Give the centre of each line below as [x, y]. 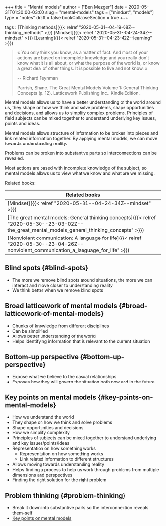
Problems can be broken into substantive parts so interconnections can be [81, 153]
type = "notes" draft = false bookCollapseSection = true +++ [67, 18]
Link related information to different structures [66, 459]
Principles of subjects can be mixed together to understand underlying [84, 438]
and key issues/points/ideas [41, 443]
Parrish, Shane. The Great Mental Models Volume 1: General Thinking [87, 88]
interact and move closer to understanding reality [62, 285]
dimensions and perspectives [42, 475]
